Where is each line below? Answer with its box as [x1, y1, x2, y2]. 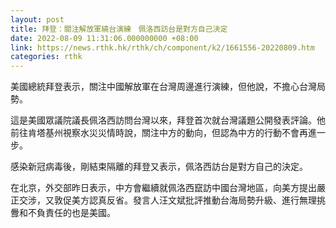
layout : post [10, 14, 65, 25]
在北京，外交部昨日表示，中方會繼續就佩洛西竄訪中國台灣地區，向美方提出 [10, 182, 317, 194]
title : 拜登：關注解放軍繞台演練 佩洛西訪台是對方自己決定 [10, 24, 228, 34]
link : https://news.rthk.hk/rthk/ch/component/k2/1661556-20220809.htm [10, 42, 315, 53]
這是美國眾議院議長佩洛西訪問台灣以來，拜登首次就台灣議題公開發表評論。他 [10, 114, 326, 126]
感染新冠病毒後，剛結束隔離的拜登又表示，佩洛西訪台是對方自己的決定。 [10, 161, 308, 173]
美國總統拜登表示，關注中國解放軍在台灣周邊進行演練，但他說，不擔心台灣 [10, 81, 317, 93]
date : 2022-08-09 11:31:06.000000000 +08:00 [10, 33, 199, 43]
